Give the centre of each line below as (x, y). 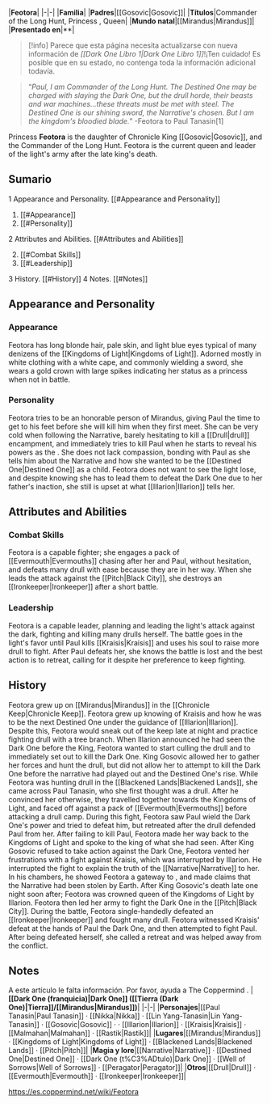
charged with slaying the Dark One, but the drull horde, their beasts (140, 95)
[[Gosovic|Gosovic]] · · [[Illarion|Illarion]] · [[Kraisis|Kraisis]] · (146, 1025)
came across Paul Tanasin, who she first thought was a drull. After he (124, 791)
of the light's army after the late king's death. (83, 154)
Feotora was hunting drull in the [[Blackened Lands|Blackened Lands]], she (133, 782)
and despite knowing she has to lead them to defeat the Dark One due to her (135, 478)
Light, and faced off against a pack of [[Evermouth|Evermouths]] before (128, 808)
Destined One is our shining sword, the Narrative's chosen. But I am (141, 112)
